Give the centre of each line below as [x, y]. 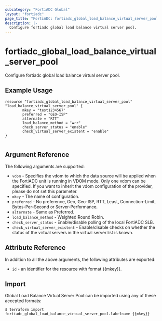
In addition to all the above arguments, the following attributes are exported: [80, 259]
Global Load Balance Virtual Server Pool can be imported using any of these [81, 296]
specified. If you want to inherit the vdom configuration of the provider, [82, 186]
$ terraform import [25, 310]
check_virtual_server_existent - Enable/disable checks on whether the [83, 227]
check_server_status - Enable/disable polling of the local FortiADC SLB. [83, 222]
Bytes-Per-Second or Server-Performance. [55, 207]
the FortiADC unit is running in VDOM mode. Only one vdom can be [79, 181]
